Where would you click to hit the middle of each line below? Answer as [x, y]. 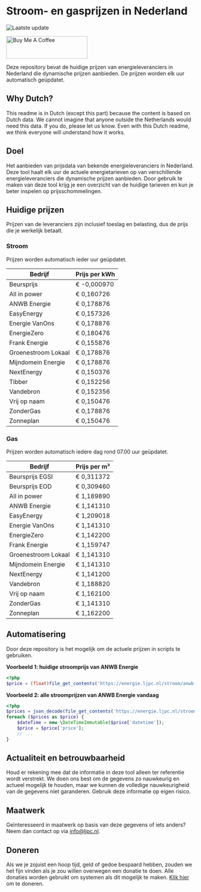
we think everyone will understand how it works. [66, 132]
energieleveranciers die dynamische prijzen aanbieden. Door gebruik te [94, 178]
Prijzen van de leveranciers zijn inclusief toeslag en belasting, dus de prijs [97, 224]
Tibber [19, 382]
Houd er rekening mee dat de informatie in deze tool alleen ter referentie [95, 773]
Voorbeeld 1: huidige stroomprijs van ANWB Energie [72, 666]
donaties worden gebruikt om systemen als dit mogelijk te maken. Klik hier [98, 878]
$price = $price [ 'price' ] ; [51, 728]
